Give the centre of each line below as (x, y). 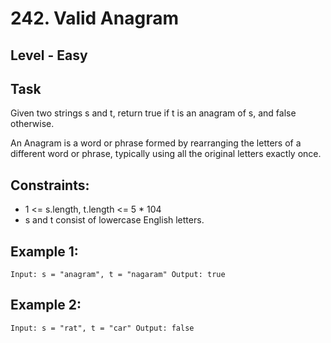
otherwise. (32, 124)
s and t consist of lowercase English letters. (114, 220)
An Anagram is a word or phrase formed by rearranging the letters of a (156, 143)
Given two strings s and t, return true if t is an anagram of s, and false (153, 113)
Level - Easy (49, 55)
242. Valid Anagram (94, 18)
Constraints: (50, 185)
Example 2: (46, 305)
